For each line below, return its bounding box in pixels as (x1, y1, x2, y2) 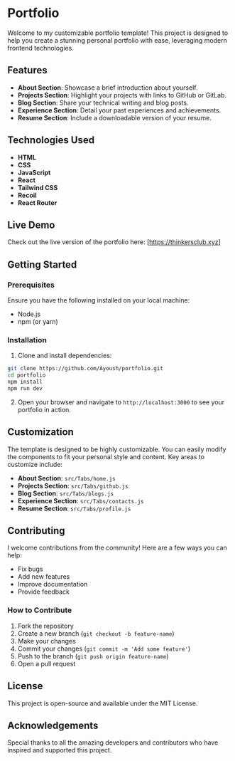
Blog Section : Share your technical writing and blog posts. (17, 98, 189, 107)
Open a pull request (17, 659, 76, 668)
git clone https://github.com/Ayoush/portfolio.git (7, 365, 163, 372)
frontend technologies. (7, 43, 75, 52)
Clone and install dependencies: (17, 351, 112, 360)
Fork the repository (17, 621, 75, 630)
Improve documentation (17, 580, 88, 589)
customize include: (7, 460, 62, 468)
